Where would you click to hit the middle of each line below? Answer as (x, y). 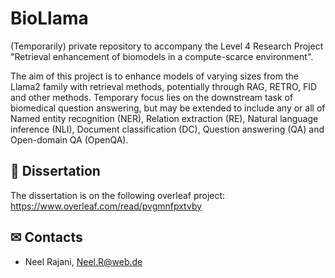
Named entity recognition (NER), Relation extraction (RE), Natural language (164, 118)
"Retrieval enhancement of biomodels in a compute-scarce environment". (162, 56)
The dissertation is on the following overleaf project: (118, 195)
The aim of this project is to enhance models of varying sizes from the (154, 76)
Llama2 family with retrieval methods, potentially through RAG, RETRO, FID (164, 86)
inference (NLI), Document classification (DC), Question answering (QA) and (167, 129)
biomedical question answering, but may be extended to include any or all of (168, 108)
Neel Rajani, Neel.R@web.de (83, 261)
